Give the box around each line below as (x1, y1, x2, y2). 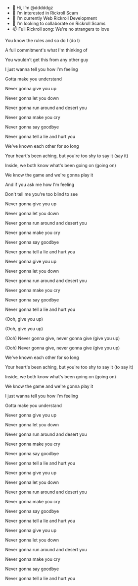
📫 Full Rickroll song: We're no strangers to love (12, 26, 110, 32)
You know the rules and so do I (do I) (5, 38, 80, 43)
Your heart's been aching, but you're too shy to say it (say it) (5, 153, 129, 159)
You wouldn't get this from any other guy (5, 57, 89, 62)
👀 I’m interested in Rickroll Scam (12, 10, 78, 16)
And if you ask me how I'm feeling (5, 181, 75, 187)
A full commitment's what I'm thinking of (5, 47, 88, 53)
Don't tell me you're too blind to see (5, 191, 78, 197)
